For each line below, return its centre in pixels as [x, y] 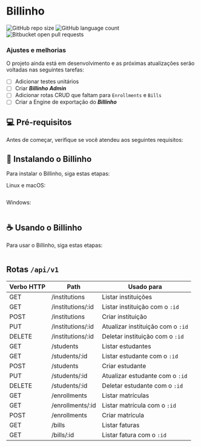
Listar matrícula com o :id [139, 405]
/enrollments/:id [74, 405]
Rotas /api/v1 [33, 270]
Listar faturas [121, 425]
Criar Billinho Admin [41, 89]
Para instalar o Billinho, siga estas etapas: [58, 173]
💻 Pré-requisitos [39, 122]
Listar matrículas [126, 395]
